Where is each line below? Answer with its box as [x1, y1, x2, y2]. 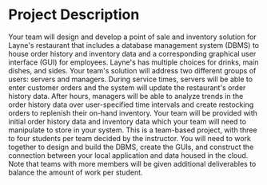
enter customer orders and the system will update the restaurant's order [8, 82, 246, 92]
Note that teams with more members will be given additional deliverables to [8, 159, 257, 168]
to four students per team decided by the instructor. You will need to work [8, 133, 252, 143]
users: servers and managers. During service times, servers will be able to [8, 74, 253, 84]
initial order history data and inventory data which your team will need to [8, 116, 246, 126]
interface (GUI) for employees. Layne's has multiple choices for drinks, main [8, 57, 259, 67]
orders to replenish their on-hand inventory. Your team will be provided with [8, 108, 258, 117]
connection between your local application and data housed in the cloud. [8, 150, 249, 160]
